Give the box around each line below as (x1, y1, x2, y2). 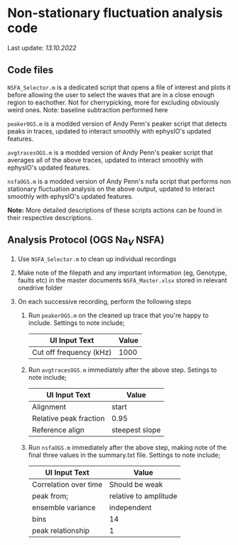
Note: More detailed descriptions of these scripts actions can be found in (7, 206, 222, 214)
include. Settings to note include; (28, 318, 125, 327)
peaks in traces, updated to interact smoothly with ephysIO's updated (7, 126, 212, 136)
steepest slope (111, 424, 161, 434)
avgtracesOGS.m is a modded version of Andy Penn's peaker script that (7, 148, 213, 157)
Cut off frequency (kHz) (31, 347, 112, 357)
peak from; (31, 491, 69, 501)
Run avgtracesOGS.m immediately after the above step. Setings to (28, 365, 217, 374)
